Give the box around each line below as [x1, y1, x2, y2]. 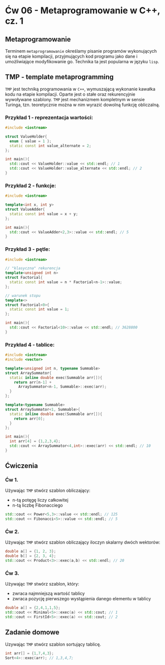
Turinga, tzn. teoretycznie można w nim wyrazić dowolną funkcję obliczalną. [5, 102, 160, 108]
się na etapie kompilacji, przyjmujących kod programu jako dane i [5, 53, 138, 59]
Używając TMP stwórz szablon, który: [5, 581, 80, 587]
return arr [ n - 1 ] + [14, 380, 52, 385]
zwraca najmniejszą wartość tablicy [12, 591, 85, 596]
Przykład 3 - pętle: [5, 246, 50, 253]
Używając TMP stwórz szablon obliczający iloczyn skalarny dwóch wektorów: [5, 539, 161, 545]
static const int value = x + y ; [9, 211, 78, 217]
